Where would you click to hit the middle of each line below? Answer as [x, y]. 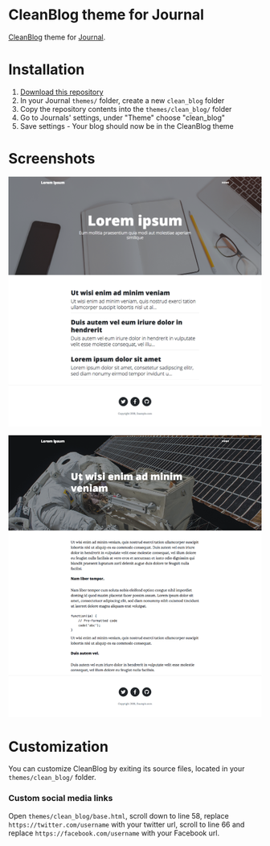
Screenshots [52, 159]
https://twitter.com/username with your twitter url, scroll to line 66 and [127, 824]
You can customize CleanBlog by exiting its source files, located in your [127, 769]
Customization [58, 747]
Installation [47, 70]
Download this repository [61, 92]
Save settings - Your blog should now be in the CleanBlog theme [127, 126]
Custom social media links [61, 799]
